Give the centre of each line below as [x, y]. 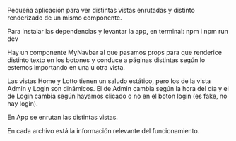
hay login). [23, 104]
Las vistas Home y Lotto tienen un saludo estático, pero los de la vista [109, 81]
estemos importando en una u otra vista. [66, 67]
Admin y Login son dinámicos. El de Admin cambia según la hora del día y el [118, 88]
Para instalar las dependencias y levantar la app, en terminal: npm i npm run [118, 31]
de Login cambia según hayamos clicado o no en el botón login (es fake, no [117, 96]
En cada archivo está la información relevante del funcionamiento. [104, 131]
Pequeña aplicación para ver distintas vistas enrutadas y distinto [101, 10]
